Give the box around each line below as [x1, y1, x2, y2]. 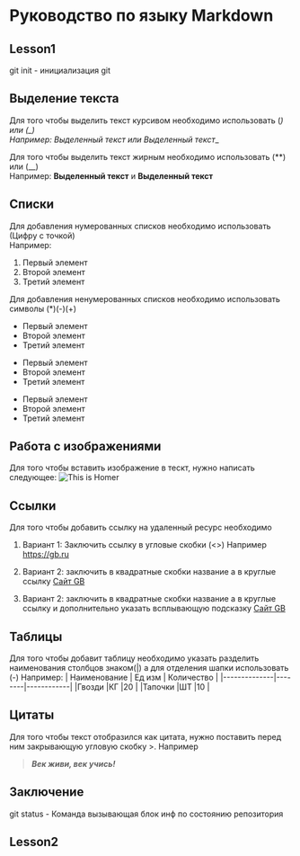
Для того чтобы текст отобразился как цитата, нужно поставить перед [9, 731, 282, 742]
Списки [9, 197, 55, 212]
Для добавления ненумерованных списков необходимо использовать [9, 293, 281, 304]
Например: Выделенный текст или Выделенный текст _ [9, 134, 219, 145]
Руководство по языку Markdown [9, 5, 274, 26]
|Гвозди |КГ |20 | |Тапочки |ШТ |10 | [75, 682, 210, 692]
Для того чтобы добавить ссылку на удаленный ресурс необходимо [9, 522, 272, 533]
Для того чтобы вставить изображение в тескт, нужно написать [9, 462, 256, 473]
